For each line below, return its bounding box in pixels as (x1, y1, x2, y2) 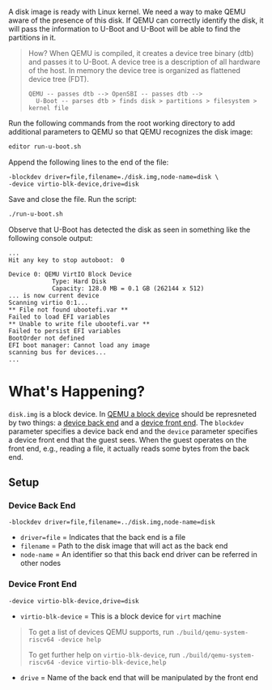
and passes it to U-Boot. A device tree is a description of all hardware (28, 57, 261, 66)
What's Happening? (8, 382, 146, 401)
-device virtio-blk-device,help (57, 658, 167, 666)
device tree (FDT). (28, 75, 89, 84)
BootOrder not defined (8, 334, 85, 342)
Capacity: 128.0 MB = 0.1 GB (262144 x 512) (51, 284, 205, 293)
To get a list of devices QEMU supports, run (28, 627, 174, 636)
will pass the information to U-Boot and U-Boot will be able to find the (8, 24, 241, 33)
